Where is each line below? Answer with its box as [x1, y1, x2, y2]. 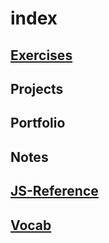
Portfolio [10, 115, 66, 132]
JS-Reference [10, 183, 99, 200]
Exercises [10, 47, 73, 64]
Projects [10, 80, 64, 97]
